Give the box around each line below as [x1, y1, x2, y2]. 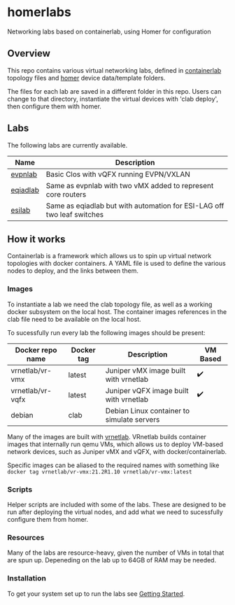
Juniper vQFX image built [105, 385, 189, 395]
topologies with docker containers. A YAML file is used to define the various [7, 259, 226, 268]
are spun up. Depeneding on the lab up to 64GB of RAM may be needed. [7, 556, 217, 564]
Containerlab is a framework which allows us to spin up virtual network [7, 252, 212, 260]
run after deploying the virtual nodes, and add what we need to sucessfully [7, 508, 224, 516]
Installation [7, 574, 47, 583]
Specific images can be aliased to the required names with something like [7, 461, 220, 469]
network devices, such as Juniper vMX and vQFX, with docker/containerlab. [7, 447, 227, 455]
